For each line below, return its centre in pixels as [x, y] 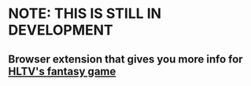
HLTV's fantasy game [62, 71]
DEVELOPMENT [61, 30]
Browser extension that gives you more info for [125, 59]
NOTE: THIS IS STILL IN [85, 14]
